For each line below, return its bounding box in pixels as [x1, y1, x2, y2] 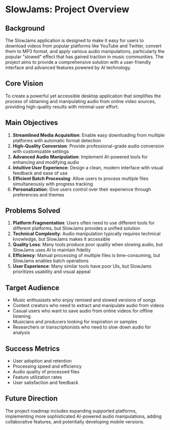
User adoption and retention [12, 358, 72, 364]
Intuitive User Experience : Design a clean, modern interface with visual [12, 164, 164, 170]
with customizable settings [12, 148, 69, 154]
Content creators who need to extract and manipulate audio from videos [12, 302, 164, 309]
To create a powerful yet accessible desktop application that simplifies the [5, 93, 161, 99]
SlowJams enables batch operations [12, 258, 89, 264]
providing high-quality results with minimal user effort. [5, 104, 119, 110]
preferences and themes [12, 191, 65, 197]
